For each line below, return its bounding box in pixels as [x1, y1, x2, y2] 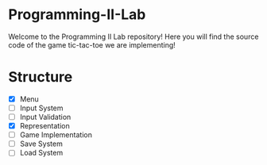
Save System [19, 139, 64, 148]
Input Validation [19, 113, 72, 121]
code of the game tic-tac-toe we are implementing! [8, 40, 176, 49]
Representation [19, 121, 70, 131]
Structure [8, 68, 73, 86]
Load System [19, 148, 64, 158]
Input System [19, 103, 64, 113]
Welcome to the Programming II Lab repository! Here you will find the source [8, 32, 259, 41]
